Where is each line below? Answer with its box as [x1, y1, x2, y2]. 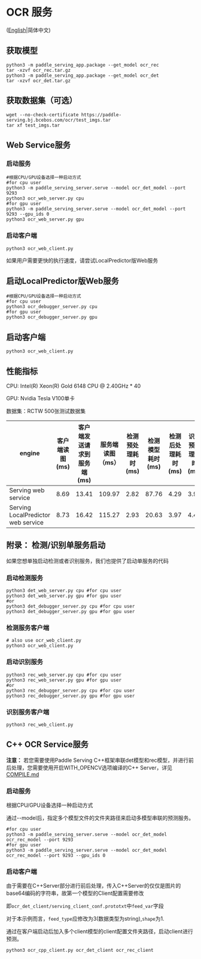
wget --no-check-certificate [6, 111, 79, 117]
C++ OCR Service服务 [6, 740, 89, 750]
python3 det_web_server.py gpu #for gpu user [6, 593, 121, 599]
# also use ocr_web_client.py [6, 638, 82, 644]
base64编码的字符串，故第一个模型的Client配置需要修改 [6, 889, 144, 897]
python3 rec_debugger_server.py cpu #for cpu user [6, 687, 135, 693]
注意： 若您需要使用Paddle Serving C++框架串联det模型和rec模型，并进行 [6, 756, 189, 764]
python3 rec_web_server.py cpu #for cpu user [6, 672, 121, 678]
